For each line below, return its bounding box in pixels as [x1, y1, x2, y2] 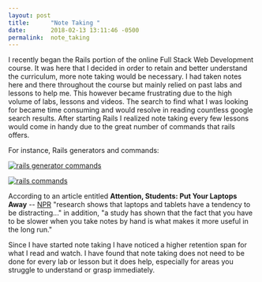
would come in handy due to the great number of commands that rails [8, 122, 235, 132]
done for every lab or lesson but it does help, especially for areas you [8, 257, 234, 266]
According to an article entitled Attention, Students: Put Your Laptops [8, 191, 238, 201]
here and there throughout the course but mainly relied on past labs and [8, 80, 242, 90]
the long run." [8, 225, 53, 235]
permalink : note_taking [8, 33, 90, 42]
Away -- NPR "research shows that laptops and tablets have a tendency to [8, 200, 251, 210]
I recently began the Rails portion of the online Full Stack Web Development [8, 55, 254, 65]
